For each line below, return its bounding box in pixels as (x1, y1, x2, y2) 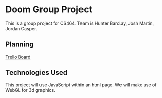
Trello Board (5, 54, 31, 60)
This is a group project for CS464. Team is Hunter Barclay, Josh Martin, (5, 20, 154, 26)
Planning (5, 40, 34, 49)
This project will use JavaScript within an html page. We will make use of (5, 82, 157, 88)
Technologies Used (5, 68, 67, 77)
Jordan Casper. (5, 25, 37, 31)
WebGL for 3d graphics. (5, 87, 56, 93)
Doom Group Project (5, 4, 93, 15)
